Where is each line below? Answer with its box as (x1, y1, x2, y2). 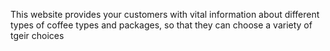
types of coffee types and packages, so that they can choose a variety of (10, 19, 313, 31)
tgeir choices (10, 30, 65, 41)
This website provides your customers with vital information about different (10, 9, 320, 20)
